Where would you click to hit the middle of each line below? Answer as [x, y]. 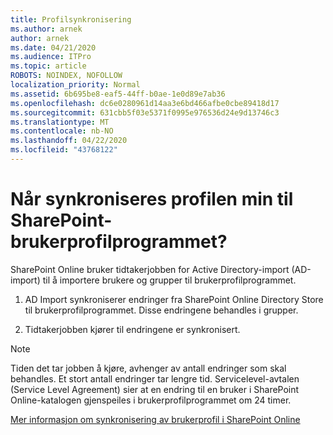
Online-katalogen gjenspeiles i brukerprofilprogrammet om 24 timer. [151, 400]
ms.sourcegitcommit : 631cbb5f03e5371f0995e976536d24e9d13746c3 [145, 112]
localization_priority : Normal [75, 85]
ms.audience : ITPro [51, 57]
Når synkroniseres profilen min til [152, 199]
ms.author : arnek [46, 29]
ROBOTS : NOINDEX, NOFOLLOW [66, 76]
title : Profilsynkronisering [71, 19]
